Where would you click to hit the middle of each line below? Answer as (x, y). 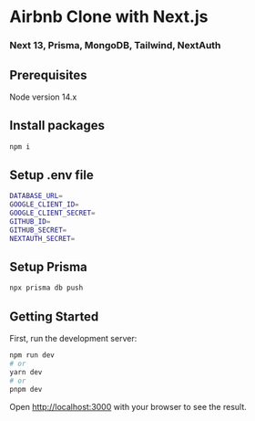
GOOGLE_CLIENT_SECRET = (52, 213)
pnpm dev (26, 389)
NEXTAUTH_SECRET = (42, 238)
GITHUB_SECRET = (38, 230)
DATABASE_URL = (36, 196)
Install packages (57, 126)
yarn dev (26, 372)
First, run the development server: (73, 339)
